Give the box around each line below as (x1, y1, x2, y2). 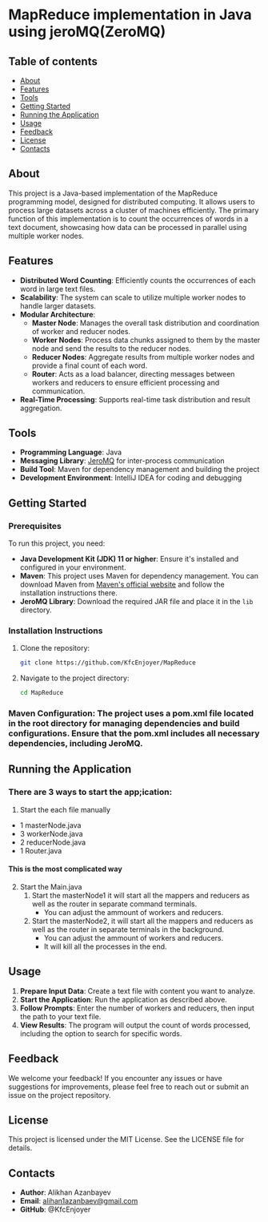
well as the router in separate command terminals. (31, 899, 198, 909)
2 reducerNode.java (19, 837, 86, 847)
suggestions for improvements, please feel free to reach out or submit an (8, 1082, 250, 1091)
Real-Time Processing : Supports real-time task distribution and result (19, 394, 250, 404)
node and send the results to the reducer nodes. (31, 343, 192, 353)
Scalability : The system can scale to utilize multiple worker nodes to (19, 292, 246, 302)
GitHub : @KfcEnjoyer (19, 1204, 91, 1215)
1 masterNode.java (19, 820, 82, 830)
